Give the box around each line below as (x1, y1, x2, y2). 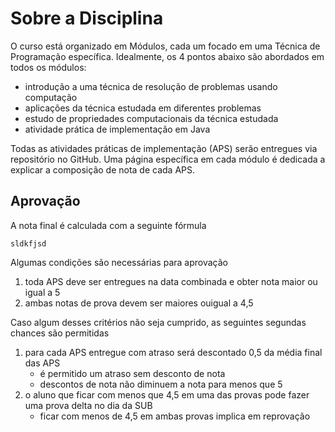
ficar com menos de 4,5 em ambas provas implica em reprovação (39, 410, 311, 422)
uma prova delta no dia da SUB (24, 399, 153, 411)
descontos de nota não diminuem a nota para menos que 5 (39, 378, 283, 390)
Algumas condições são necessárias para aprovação (10, 256, 228, 268)
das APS (24, 357, 61, 369)
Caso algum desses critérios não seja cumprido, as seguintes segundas (10, 316, 307, 328)
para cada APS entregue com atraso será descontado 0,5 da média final (24, 346, 323, 358)
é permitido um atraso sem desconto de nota (39, 367, 226, 379)
